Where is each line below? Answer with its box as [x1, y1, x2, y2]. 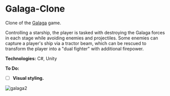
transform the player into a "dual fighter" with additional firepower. [5, 45, 144, 52]
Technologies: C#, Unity [5, 55, 57, 61]
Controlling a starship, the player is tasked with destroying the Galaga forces [5, 29, 165, 35]
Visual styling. [12, 75, 44, 81]
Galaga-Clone [5, 3, 65, 15]
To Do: [5, 65, 19, 71]
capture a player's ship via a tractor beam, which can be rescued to [5, 40, 147, 46]
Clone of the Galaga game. [5, 20, 61, 26]
